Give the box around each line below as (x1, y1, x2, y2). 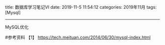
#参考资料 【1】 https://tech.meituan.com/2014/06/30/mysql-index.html (5, 34, 151, 40)
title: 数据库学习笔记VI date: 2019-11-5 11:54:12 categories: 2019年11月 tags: (5, 4, 157, 10)
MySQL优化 (5, 24, 29, 30)
